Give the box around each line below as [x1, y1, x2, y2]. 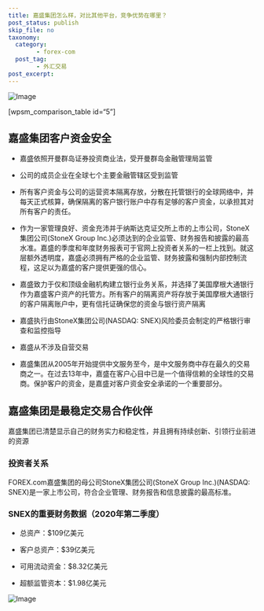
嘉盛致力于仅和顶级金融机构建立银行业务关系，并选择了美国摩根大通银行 [19, 280, 254, 289]
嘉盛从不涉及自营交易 [19, 343, 89, 352]
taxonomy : [8, 33, 41, 42]
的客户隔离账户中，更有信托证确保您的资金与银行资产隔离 [19, 300, 206, 309]
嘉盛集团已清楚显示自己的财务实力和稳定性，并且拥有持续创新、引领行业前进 [8, 426, 256, 436]
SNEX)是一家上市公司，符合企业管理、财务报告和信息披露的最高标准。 [8, 487, 236, 496]
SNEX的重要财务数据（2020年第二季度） [8, 509, 164, 520]
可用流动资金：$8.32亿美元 [19, 561, 108, 571]
